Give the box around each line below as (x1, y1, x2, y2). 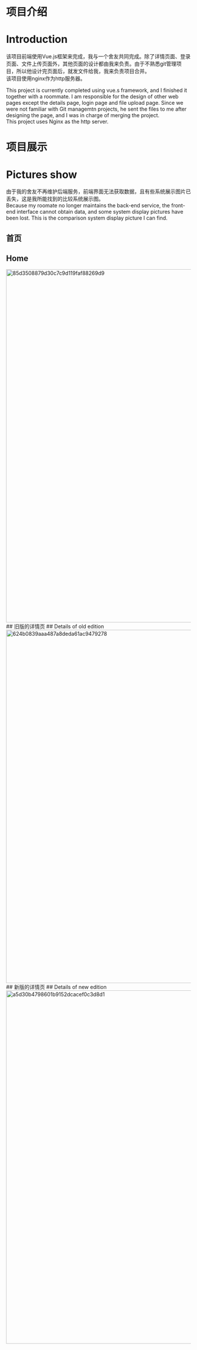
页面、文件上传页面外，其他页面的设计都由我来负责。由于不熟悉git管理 (6, 60, 177, 68)
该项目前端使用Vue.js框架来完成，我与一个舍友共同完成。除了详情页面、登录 (6, 53, 191, 60)
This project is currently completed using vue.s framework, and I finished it (6, 87, 188, 94)
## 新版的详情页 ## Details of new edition (6, 984, 107, 991)
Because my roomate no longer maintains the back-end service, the (6, 202, 170, 209)
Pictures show (6, 168, 77, 181)
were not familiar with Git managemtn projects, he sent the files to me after (6, 105, 187, 112)
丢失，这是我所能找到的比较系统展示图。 (6, 195, 104, 203)
